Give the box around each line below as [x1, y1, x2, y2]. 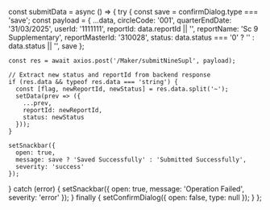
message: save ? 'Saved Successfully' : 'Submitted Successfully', [15, 156, 247, 164]
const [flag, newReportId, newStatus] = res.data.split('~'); [15, 85, 229, 93]
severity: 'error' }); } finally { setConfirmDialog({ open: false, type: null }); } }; [8, 193, 262, 202]
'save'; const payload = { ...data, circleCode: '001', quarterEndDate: [8, 15, 232, 25]
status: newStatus [23, 113, 85, 121]
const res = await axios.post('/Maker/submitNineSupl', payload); [8, 57, 236, 65]
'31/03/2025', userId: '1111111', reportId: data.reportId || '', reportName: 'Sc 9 [8, 24, 259, 33]
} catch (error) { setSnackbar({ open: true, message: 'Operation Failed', [8, 184, 244, 193]
